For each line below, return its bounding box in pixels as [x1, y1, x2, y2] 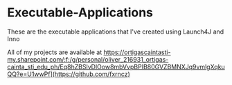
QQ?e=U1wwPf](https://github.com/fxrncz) [7, 70, 130, 78]
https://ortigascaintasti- [103, 48, 171, 56]
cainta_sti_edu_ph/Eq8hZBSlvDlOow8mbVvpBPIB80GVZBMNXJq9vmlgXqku [7, 62, 225, 71]
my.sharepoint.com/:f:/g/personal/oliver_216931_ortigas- [7, 55, 169, 63]
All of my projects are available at [7, 48, 102, 56]
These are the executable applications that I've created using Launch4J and [7, 27, 224, 36]
